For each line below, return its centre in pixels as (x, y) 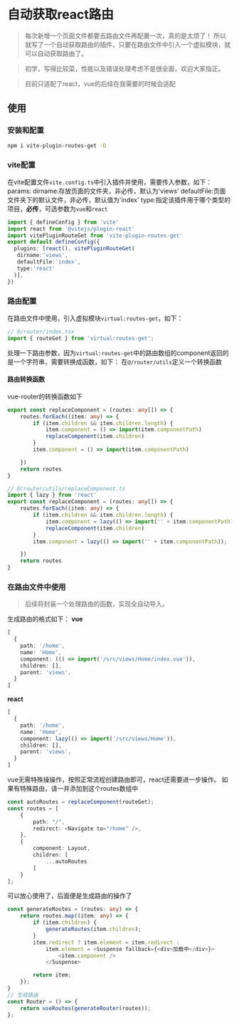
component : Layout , (62, 848)
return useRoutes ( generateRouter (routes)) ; (86, 1008)
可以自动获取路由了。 (56, 53)
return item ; (52, 975)
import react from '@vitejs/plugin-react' (71, 228)
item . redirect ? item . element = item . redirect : (106, 942)
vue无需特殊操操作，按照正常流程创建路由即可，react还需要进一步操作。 (114, 779)
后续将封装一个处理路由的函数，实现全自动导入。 (96, 604)
